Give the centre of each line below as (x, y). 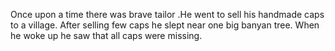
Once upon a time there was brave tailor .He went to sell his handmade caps (167, 14)
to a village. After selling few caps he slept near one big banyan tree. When (165, 25)
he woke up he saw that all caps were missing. (106, 35)
